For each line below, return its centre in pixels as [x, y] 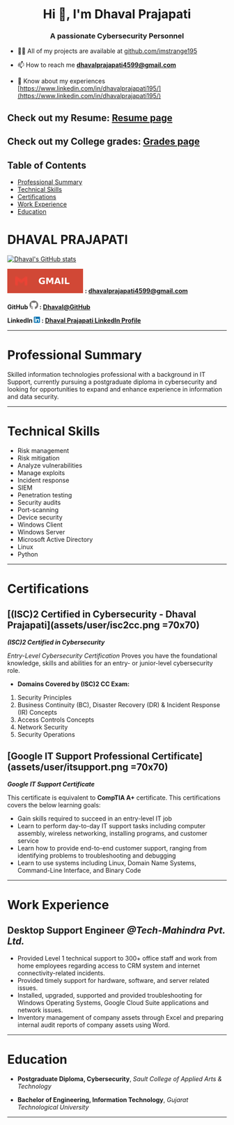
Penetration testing [45, 495]
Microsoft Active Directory [55, 539]
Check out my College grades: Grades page [104, 142]
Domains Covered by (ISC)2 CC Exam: [73, 684]
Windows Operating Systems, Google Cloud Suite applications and [113, 1002]
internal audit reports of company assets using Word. [94, 1025]
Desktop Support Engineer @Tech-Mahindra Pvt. [116, 930]
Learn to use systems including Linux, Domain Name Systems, [107, 862]
